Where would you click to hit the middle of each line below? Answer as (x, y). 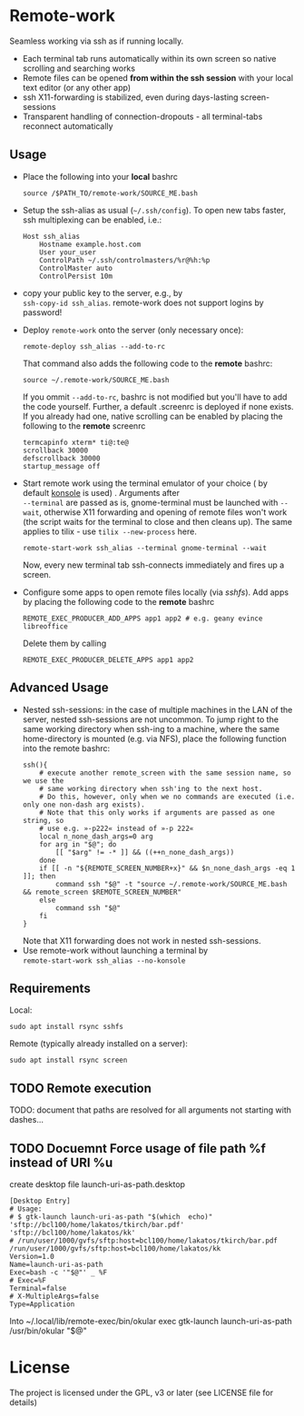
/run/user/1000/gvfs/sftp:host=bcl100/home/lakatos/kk (115, 1249)
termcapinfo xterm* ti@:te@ (75, 442)
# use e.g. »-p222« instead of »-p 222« (117, 828)
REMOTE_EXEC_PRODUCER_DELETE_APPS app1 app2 (108, 659)
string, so (43, 820)
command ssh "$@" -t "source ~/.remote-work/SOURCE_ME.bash (172, 884)
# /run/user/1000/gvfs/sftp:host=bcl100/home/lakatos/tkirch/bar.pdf (144, 1241)
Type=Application (42, 1304)
